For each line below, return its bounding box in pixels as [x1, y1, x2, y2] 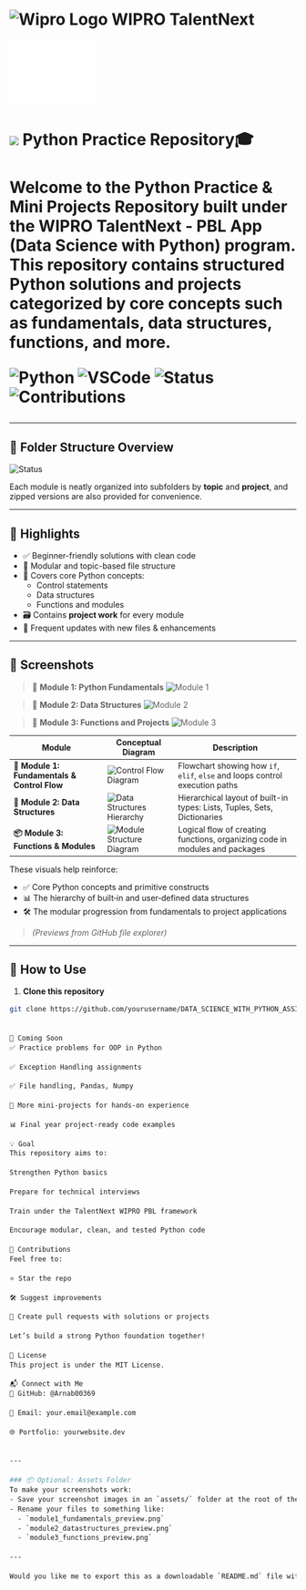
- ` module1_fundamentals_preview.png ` [17, 1513, 166, 1523]
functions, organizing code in [177, 834, 288, 845]
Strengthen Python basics [9, 1168, 107, 1177]
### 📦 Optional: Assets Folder [9, 1476, 132, 1485]
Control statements [36, 580, 108, 590]
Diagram [122, 747, 156, 758]
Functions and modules [36, 599, 125, 610]
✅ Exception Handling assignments [9, 1062, 142, 1072]
